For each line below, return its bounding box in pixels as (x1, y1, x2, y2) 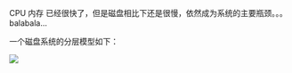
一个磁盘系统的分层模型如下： (9, 36, 118, 46)
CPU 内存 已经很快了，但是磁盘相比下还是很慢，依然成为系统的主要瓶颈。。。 (9, 8, 288, 18)
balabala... (9, 18, 47, 28)
